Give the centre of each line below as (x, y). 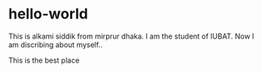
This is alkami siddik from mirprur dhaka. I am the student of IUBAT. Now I (131, 36)
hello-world (49, 14)
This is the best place (44, 60)
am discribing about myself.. (55, 44)
